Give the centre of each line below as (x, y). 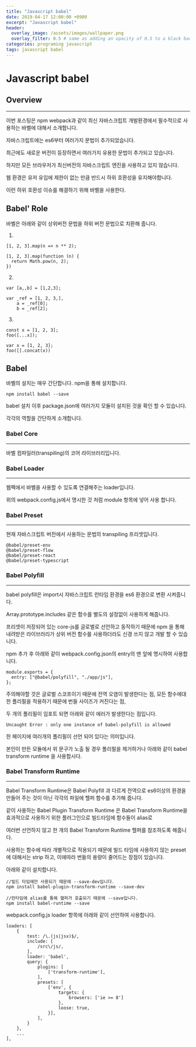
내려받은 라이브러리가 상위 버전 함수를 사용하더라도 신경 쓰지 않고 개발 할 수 (92, 634)
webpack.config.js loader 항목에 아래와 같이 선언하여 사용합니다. (81, 915)
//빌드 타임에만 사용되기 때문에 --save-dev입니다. (60, 881)
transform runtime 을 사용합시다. (44, 756)
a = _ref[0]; (32, 303)
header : (15, 28)
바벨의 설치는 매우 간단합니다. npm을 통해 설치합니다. (66, 383)
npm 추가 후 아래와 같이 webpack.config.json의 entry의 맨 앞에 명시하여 (89, 654)
